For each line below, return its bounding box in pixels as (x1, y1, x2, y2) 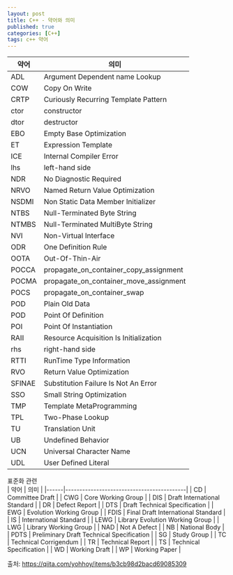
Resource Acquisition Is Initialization (43, 333, 162, 343)
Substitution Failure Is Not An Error (43, 379, 157, 388)
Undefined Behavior (43, 435, 110, 445)
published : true (7, 23, 54, 30)
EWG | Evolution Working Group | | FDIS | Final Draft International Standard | (7, 508, 226, 517)
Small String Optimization (43, 390, 127, 400)
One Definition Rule (43, 242, 107, 252)
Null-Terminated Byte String (43, 208, 137, 218)
